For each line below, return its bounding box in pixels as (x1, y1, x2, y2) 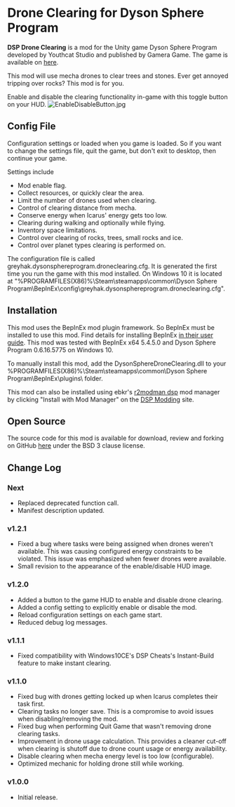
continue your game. (7, 154, 67, 162)
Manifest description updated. (17, 507, 105, 515)
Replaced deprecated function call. (17, 499, 119, 507)
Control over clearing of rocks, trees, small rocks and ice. (17, 233, 184, 241)
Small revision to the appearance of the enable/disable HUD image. (17, 562, 212, 571)
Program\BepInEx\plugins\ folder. (7, 374, 103, 382)
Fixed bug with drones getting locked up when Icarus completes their (17, 693, 219, 701)
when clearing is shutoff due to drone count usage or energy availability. (17, 745, 227, 753)
